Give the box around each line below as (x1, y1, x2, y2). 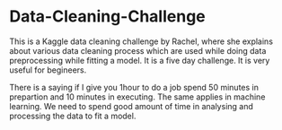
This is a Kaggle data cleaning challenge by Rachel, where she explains (9, 36, 274, 47)
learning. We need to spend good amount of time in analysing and (9, 100, 254, 111)
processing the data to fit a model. (9, 110, 137, 121)
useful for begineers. (9, 65, 87, 75)
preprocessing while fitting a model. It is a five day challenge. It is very (9, 55, 270, 65)
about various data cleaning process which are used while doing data (9, 45, 267, 56)
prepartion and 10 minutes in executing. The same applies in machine (9, 91, 266, 102)
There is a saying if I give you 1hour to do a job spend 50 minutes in (9, 82, 259, 92)
